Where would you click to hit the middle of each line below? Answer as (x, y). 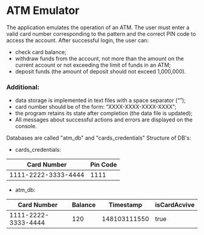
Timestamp (125, 205)
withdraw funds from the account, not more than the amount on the (99, 58)
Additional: (23, 87)
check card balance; (41, 52)
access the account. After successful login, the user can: (77, 40)
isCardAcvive (175, 205)
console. (26, 126)
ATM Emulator (43, 11)
